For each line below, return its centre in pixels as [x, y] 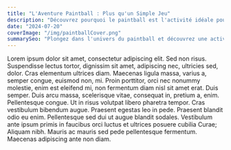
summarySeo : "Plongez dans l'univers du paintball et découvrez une [107, 39]
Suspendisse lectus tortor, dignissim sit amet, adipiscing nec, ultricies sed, [113, 66]
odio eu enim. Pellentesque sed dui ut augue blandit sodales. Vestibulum [110, 117]
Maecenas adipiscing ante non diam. [59, 139]
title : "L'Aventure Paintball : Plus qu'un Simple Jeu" [89, 13]
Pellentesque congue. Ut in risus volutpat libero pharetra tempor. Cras [106, 103]
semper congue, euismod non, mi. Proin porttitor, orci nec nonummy [104, 81]
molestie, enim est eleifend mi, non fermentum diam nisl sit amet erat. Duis [113, 88]
